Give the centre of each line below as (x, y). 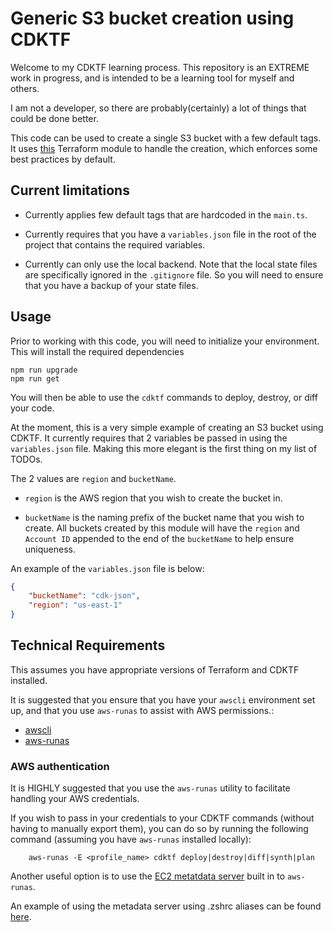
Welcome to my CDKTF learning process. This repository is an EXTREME (160, 67)
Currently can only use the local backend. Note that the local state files (171, 264)
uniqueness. (50, 549)
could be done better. (54, 118)
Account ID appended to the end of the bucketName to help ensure (159, 538)
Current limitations (70, 190)
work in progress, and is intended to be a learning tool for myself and (152, 78)
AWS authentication (60, 766)
